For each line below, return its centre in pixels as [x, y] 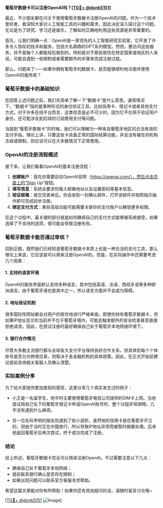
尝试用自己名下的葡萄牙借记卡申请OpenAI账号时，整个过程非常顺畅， [81, 404]
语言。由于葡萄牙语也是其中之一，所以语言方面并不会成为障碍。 [73, 290]
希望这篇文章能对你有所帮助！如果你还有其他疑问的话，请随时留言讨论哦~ [79, 491]
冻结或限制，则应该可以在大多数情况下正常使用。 [54, 141]
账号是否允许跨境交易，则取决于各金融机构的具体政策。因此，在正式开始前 [79, 356]
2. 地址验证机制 [20, 303]
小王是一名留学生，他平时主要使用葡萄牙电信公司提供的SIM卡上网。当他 [84, 398]
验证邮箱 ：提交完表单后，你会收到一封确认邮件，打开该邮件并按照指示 [82, 195]
